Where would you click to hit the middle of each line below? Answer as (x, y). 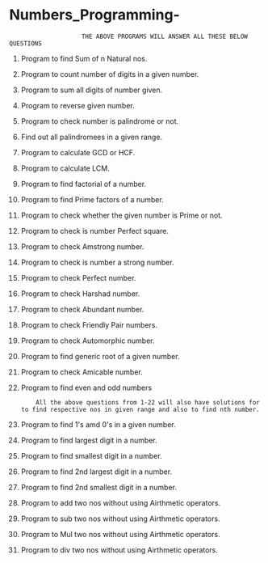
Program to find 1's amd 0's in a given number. (98, 424)
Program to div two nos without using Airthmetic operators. (119, 550)
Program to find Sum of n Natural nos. (84, 58)
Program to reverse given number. (78, 105)
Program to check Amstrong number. (82, 246)
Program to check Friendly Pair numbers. (89, 324)
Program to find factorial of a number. (84, 184)
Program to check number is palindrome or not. (100, 121)
